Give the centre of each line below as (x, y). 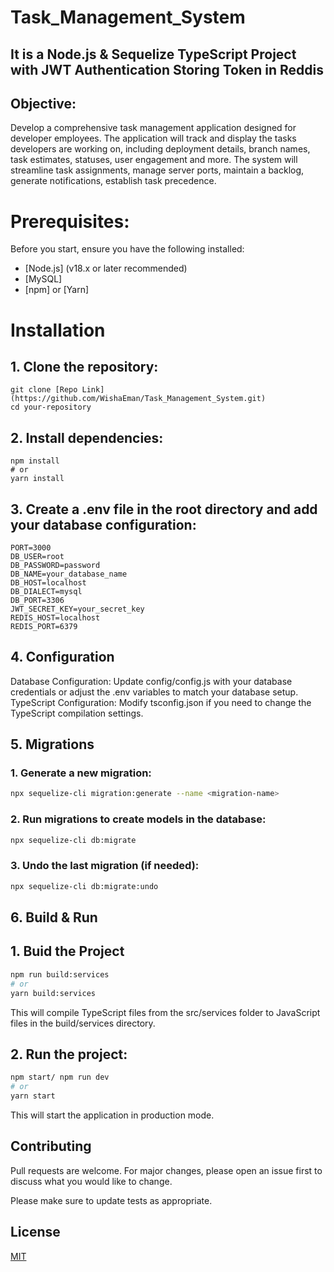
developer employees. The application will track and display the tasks (153, 138)
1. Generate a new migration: (81, 773)
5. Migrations (52, 744)
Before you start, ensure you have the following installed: (127, 249)
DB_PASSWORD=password (55, 565)
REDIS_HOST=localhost (55, 617)
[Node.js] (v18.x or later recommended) (106, 268)
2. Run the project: (69, 1054)
